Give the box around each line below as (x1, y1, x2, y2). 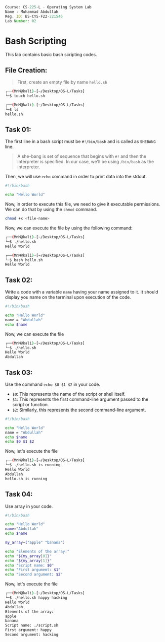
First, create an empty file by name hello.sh (17, 79, 108, 85)
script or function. (12, 401, 49, 407)
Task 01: (5, 126, 31, 134)
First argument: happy (5, 628, 52, 633)
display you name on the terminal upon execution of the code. (5, 294, 131, 300)
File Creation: (5, 66, 48, 74)
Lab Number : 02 (5, 18, 37, 23)
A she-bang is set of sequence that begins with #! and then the (17, 153, 147, 159)
